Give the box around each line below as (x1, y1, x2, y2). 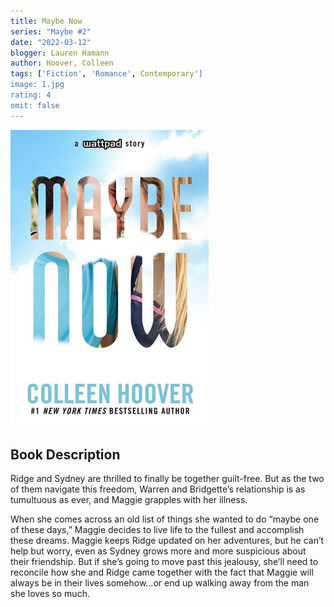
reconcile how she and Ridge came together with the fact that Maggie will (10, 566, 314, 579)
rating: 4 (10, 90, 52, 100)
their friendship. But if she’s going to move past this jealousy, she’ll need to (10, 556, 319, 568)
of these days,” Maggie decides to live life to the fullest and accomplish (10, 524, 305, 536)
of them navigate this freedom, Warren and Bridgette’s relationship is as (10, 483, 306, 495)
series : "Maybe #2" (10, 26, 92, 37)
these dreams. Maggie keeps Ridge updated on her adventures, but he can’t (10, 535, 325, 547)
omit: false (10, 100, 60, 110)
